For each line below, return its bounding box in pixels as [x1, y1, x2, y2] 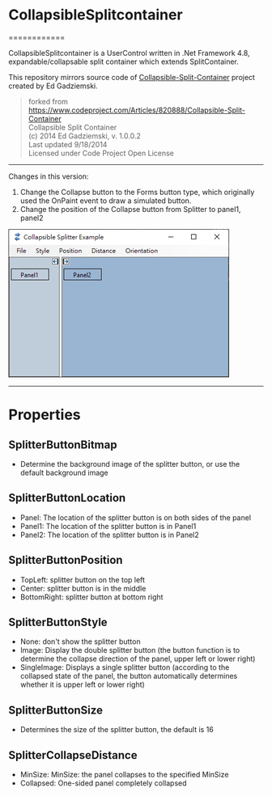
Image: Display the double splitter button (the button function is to [19, 646, 240, 655]
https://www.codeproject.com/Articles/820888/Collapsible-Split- [28, 105, 245, 115]
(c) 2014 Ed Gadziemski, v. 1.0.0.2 [28, 131, 142, 141]
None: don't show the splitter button [19, 637, 141, 646]
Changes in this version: [8, 171, 89, 181]
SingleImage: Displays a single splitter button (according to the [19, 663, 230, 672]
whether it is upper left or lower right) [19, 680, 146, 689]
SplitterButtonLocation [8, 491, 126, 505]
